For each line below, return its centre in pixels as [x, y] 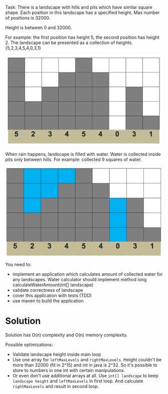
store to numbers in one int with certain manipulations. [69, 370]
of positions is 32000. [28, 18]
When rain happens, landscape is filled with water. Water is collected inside [83, 154]
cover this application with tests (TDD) [52, 296]
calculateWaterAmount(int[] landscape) [53, 285]
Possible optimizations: [29, 345]
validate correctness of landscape [48, 290]
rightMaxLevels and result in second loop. [56, 386]
